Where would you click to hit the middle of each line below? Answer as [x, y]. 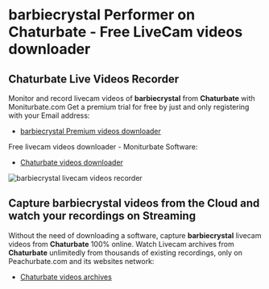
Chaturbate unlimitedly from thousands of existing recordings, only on [126, 253]
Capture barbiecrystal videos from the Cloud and [134, 203]
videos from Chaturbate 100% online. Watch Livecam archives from [122, 244]
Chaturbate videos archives [66, 277]
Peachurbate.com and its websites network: [81, 261]
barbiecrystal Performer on [102, 15]
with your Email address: [49, 115]
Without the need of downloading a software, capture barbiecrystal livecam [135, 235]
